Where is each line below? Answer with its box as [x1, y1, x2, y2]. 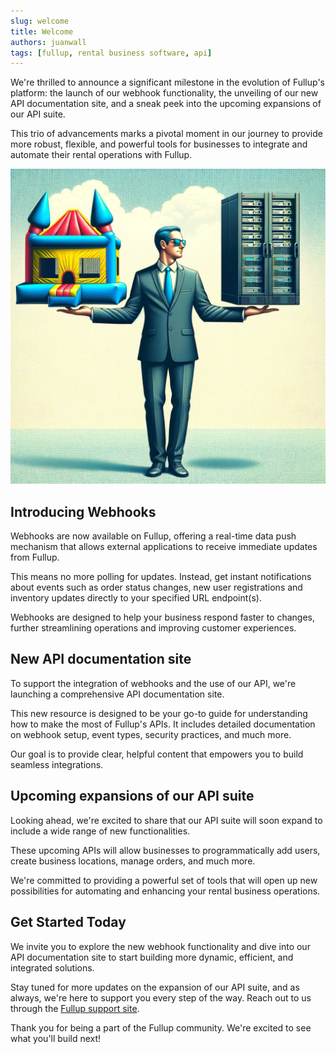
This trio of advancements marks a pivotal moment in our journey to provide [10, 128, 323, 140]
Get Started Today [10, 914, 127, 931]
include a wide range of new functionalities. [10, 825, 191, 837]
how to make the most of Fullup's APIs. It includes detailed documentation [10, 718, 316, 730]
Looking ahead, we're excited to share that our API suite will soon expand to [10, 814, 323, 826]
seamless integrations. [10, 758, 104, 770]
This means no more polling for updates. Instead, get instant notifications [10, 571, 312, 583]
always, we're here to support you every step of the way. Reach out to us [10, 991, 312, 1004]
